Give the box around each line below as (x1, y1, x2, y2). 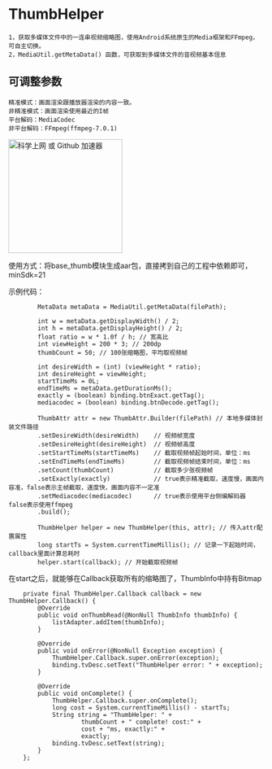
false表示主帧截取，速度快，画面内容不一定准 (26, 483, 160, 492)
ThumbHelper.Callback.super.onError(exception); (51, 653, 220, 662)
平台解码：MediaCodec (8, 116, 76, 124)
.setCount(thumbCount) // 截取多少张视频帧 (37, 465, 214, 474)
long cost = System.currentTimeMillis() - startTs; (51, 703, 231, 712)
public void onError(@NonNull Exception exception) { (37, 646, 223, 655)
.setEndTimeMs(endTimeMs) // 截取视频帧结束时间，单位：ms (37, 457, 251, 465)
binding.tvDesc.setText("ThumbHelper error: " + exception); (51, 661, 264, 669)
